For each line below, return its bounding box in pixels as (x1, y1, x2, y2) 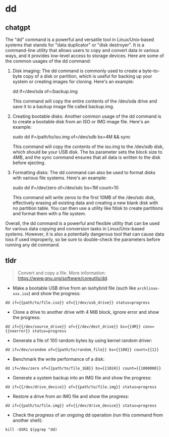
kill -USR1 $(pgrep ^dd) (5, 427, 58, 432)
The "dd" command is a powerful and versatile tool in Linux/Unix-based (5, 36, 154, 42)
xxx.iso (12, 291, 29, 296)
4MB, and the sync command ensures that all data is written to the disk (12, 155, 160, 160)
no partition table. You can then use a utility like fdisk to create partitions (12, 205, 163, 211)
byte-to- (142, 68, 160, 74)
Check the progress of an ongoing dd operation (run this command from (12, 412, 163, 418)
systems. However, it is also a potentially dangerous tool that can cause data (5, 231, 164, 237)
